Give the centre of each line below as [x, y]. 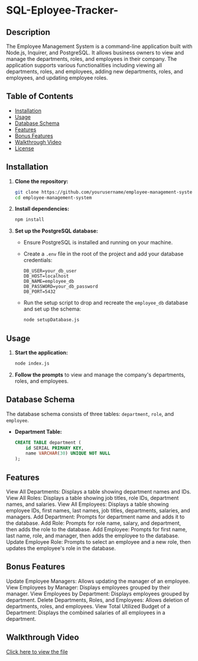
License [24, 148]
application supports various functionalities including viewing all [84, 65]
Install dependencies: [42, 209]
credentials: [38, 260]
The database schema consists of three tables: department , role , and [90, 414]
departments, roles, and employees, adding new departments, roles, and [95, 71]
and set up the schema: [52, 309]
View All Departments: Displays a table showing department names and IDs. [99, 491]
